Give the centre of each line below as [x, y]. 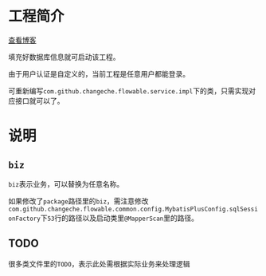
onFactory [25, 219]
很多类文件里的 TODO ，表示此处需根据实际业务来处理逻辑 [99, 263]
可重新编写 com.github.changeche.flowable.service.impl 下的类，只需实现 [129, 91]
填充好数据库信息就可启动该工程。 [64, 57]
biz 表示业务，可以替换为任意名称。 [66, 183]
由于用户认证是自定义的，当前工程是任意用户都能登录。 [99, 73]
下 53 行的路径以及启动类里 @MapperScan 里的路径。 [119, 218]
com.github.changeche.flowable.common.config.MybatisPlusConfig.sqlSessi [133, 209]
